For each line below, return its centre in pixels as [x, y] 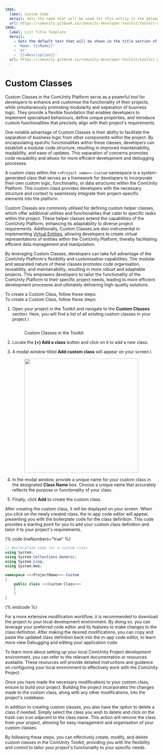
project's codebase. [25, 698]
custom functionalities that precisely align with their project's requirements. [80, 123]
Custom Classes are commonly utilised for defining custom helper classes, [80, 208]
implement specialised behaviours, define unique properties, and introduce [80, 118]
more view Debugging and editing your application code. [62, 642]
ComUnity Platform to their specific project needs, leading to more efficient [80, 280]
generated [15, 178]
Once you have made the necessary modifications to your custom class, [77, 682]
